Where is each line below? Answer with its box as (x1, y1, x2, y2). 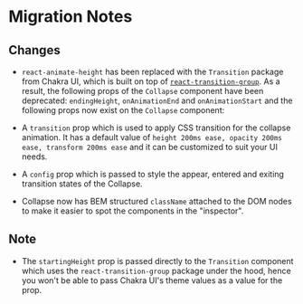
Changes (8, 43, 61, 58)
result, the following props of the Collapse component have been (21, 86, 264, 96)
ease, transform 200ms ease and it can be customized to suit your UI (21, 142, 278, 152)
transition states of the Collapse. (21, 178, 143, 189)
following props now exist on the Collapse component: (21, 105, 225, 115)
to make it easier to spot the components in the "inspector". (21, 205, 244, 216)
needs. (21, 151, 48, 162)
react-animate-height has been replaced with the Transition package (21, 66, 284, 77)
